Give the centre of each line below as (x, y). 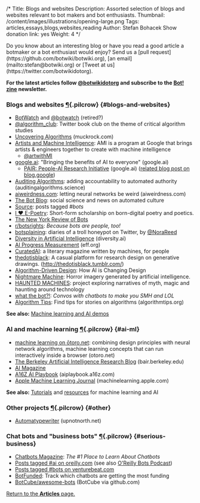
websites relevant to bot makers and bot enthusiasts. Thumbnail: (86, 15)
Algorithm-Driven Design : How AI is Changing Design (80, 270)
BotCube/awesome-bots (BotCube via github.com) (77, 482)
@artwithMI (38, 156)
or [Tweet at (90, 65)
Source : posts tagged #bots (49, 207)
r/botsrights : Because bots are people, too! (68, 226)
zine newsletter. (27, 89)
